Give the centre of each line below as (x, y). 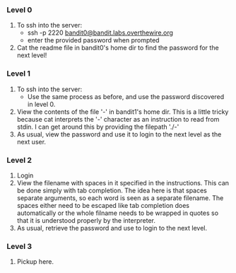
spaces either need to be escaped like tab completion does (103, 205)
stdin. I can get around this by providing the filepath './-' (98, 127)
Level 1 (19, 74)
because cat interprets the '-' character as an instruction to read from (118, 119)
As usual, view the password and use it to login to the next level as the (119, 134)
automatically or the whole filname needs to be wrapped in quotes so (118, 213)
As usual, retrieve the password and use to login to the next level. (112, 228)
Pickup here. (35, 262)
